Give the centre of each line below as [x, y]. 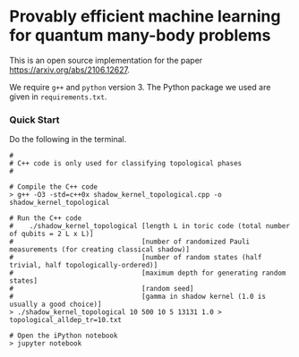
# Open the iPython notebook [64, 336]
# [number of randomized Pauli [130, 242]
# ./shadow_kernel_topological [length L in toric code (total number [150, 226]
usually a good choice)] [56, 305]
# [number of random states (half [136, 258]
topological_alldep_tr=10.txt [66, 320]
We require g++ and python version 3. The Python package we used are [140, 87]
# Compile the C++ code [54, 187]
